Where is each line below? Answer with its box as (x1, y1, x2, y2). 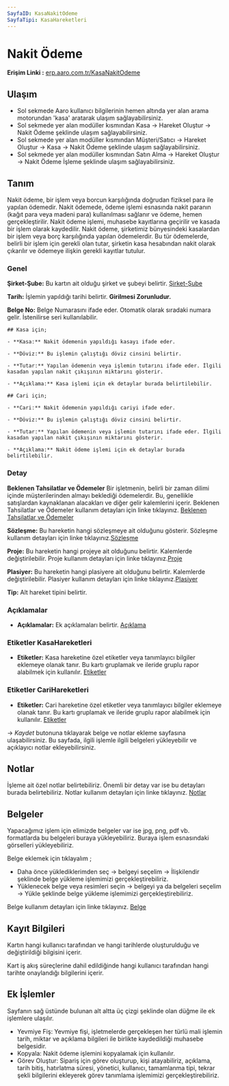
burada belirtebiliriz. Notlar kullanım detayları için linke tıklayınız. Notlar (7, 788, 206, 797)
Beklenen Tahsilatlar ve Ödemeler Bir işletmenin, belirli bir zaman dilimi (7, 484, 210, 492)
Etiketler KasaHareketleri (7, 638, 92, 647)
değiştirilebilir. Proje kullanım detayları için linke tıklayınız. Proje (7, 554, 183, 562)
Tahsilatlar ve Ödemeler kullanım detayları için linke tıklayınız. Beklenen (7, 505, 207, 514)
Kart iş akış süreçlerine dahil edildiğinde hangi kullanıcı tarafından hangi (7, 961, 209, 969)
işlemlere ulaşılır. (7, 1014, 54, 1022)
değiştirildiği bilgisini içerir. (7, 948, 82, 956)
